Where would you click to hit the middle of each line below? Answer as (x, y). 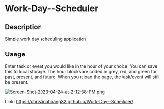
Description (23, 27)
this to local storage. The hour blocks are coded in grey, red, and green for (81, 71)
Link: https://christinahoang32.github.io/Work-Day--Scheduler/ (69, 101)
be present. (17, 82)
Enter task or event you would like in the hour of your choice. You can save (81, 66)
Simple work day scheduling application (46, 39)
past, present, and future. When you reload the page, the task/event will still (82, 77)
